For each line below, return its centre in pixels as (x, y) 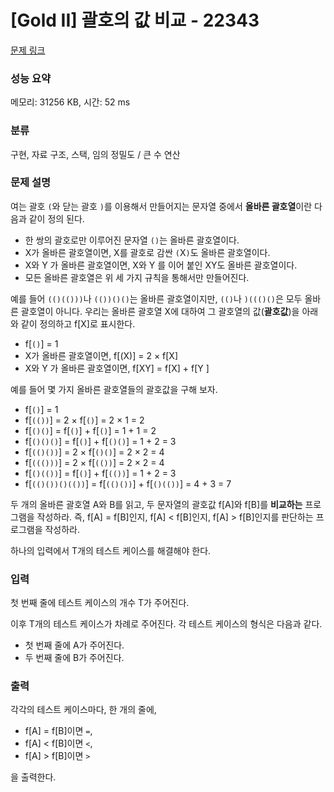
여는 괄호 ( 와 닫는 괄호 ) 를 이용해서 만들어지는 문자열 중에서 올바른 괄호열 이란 (161, 206)
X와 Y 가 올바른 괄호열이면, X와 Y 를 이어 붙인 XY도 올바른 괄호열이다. (161, 265)
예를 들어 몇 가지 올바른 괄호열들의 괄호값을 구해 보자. (114, 389)
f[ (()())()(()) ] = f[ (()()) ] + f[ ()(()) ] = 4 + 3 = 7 (128, 483)
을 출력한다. (33, 777)
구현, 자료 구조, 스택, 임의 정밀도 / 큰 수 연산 (95, 154)
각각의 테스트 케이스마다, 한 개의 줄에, (83, 710)
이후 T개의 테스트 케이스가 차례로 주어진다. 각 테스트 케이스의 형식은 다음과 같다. (166, 624)
